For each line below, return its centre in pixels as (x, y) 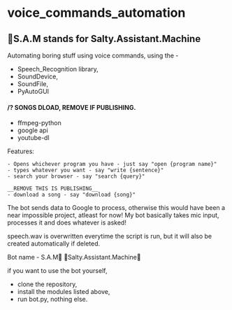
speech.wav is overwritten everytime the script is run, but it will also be (109, 237)
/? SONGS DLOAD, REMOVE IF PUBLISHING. (72, 107)
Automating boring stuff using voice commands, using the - (93, 55)
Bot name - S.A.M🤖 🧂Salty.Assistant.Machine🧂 (74, 258)
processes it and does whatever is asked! (67, 223)
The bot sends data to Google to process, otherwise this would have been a (116, 208)
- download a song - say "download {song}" (72, 195)
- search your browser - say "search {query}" (76, 176)
